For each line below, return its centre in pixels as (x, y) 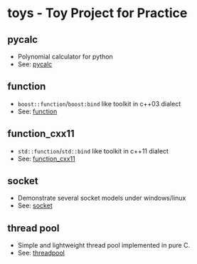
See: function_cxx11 (47, 158)
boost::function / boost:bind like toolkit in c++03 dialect (99, 103)
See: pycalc (35, 64)
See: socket (35, 205)
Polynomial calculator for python (65, 56)
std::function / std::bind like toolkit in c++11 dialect (93, 151)
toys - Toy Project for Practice (97, 13)
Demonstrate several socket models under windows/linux (102, 198)
